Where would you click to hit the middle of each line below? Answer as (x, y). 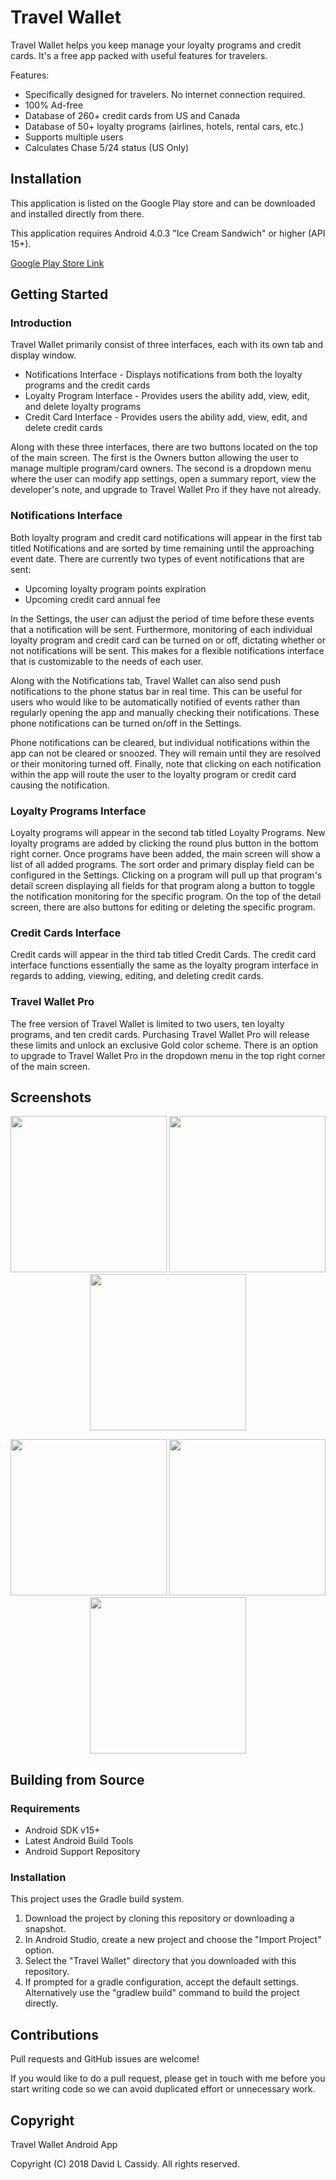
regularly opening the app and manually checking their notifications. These (165, 712)
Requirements (45, 1808)
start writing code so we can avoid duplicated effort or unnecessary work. (163, 2089)
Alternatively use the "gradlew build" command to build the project (162, 1993)
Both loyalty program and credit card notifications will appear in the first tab (166, 537)
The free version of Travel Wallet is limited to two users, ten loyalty (147, 1023)
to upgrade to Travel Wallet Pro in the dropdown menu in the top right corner (168, 1055)
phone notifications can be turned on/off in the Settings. (126, 723)
